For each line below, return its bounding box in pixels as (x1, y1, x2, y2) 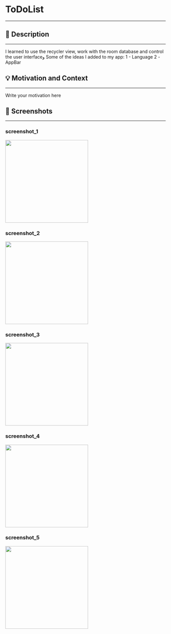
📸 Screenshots (5, 107, 53, 116)
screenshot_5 (5, 534, 40, 541)
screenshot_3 (5, 331, 40, 338)
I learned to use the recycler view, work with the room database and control (5, 48, 164, 54)
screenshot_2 (5, 229, 40, 237)
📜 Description (5, 30, 49, 39)
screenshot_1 (5, 128, 39, 135)
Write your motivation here (5, 92, 61, 98)
